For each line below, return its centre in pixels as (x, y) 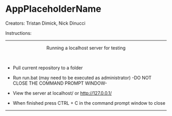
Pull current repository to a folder (48, 68)
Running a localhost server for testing (86, 48)
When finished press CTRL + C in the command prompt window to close (89, 103)
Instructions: (18, 33)
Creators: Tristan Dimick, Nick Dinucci (45, 23)
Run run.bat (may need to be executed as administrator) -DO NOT (82, 78)
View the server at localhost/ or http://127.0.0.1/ (62, 93)
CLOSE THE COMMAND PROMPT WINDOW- (60, 83)
